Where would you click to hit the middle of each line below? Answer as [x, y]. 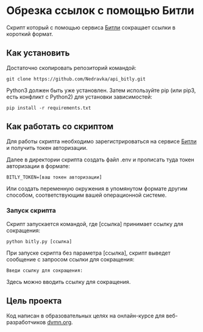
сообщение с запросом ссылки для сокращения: [70, 259]
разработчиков [26, 322]
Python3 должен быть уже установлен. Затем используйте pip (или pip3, [101, 90]
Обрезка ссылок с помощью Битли [100, 11]
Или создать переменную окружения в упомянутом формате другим [97, 188]
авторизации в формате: [38, 166]
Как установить [38, 53]
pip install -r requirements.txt [49, 108]
